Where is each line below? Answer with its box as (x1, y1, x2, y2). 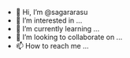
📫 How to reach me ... (15, 42, 89, 50)
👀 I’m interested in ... (15, 16, 83, 25)
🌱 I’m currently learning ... (15, 24, 100, 33)
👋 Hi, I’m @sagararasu (15, 8, 88, 16)
